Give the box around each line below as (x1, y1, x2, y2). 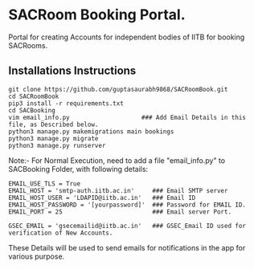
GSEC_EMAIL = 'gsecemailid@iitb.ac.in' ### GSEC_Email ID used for (8, 222, 247, 230)
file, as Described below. (8, 120, 99, 128)
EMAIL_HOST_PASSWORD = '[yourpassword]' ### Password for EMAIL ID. (8, 201, 247, 209)
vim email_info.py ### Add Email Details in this (8, 113, 247, 121)
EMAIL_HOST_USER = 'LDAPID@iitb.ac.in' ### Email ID (8, 194, 196, 202)
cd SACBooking (8, 106, 56, 114)
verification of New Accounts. (8, 229, 113, 237)
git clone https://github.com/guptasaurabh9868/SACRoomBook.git (8, 85, 228, 93)
